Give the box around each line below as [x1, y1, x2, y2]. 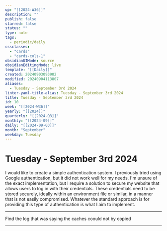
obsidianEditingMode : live [5, 63, 61, 68]
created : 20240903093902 [5, 72, 57, 77]
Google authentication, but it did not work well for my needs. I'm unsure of [5, 175, 158, 181]
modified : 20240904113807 [5, 77, 59, 81]
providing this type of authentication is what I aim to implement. [5, 202, 136, 208]
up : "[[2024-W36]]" [5, 7, 46, 12]
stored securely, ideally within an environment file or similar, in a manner [5, 191, 153, 197]
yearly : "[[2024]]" [5, 109, 46, 114]
